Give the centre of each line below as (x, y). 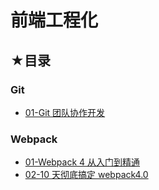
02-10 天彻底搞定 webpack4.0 (86, 175)
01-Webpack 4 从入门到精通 (82, 162)
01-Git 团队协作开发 (65, 112)
